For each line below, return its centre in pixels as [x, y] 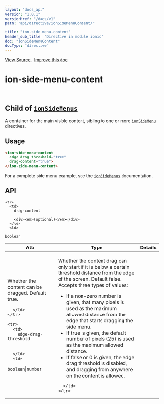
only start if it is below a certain [94, 267]
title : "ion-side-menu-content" [38, 32]
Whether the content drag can [92, 261]
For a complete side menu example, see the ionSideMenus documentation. [79, 176]
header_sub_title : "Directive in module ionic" [54, 37]
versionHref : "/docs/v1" [30, 19]
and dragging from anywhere [100, 369]
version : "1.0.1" [23, 14]
